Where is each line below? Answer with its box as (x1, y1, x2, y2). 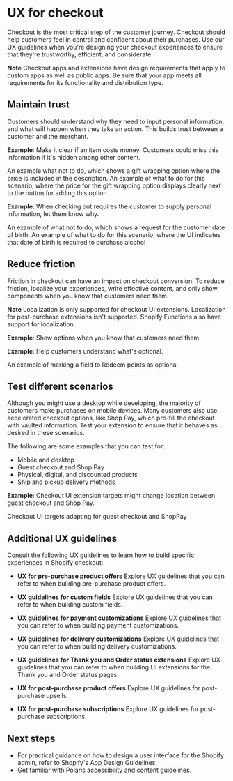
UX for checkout (7, 5, 104, 21)
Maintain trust (7, 99, 70, 111)
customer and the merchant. (7, 132, 89, 140)
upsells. (46, 692, 68, 700)
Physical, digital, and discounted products (17, 471, 138, 479)
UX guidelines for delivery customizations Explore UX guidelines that (17, 635, 220, 643)
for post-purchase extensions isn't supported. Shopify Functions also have (7, 312, 221, 321)
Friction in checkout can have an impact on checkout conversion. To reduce (7, 277, 225, 285)
